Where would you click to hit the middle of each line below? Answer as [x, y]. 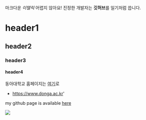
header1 [22, 28]
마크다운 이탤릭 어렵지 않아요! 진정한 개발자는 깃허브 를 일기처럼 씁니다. [73, 8]
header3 [16, 60]
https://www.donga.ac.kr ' [38, 93]
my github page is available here [38, 103]
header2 [19, 46]
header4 [14, 72]
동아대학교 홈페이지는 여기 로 [32, 83]
